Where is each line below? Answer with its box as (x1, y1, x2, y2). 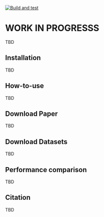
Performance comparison (5, 165, 87, 174)
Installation (5, 53, 41, 62)
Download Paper (5, 109, 58, 118)
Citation (5, 193, 31, 202)
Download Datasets (5, 137, 67, 146)
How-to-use (5, 82, 44, 90)
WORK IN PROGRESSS (5, 23, 99, 34)
